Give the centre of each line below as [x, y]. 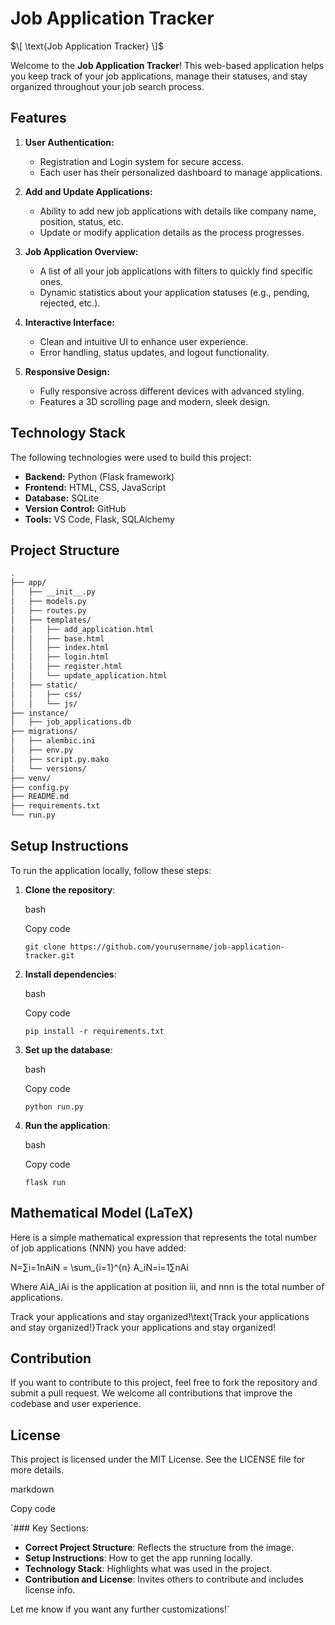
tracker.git [49, 955]
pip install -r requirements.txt [94, 1031]
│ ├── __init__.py [53, 592]
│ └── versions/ [48, 768]
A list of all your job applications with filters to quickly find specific [176, 271]
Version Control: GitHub [75, 508]
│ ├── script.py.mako [60, 759]
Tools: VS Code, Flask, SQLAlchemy [99, 519]
